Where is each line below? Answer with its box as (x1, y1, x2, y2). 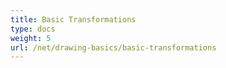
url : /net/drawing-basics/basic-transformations (10, 42, 217, 53)
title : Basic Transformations (10, 14, 137, 25)
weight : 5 (10, 33, 52, 43)
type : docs (10, 24, 56, 34)
